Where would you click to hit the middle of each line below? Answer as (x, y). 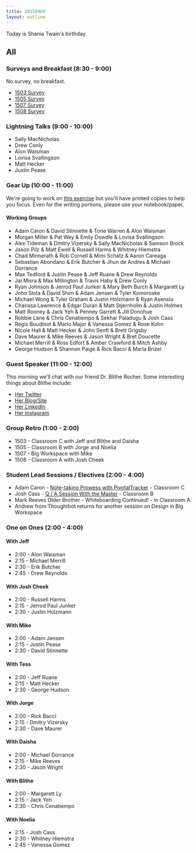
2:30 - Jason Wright (39, 768)
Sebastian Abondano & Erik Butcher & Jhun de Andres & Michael (92, 262)
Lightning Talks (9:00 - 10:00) (49, 126)
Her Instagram (32, 413)
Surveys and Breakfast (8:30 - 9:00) (59, 68)
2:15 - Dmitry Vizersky (41, 722)
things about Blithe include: (39, 383)
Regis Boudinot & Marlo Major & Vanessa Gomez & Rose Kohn (89, 324)
